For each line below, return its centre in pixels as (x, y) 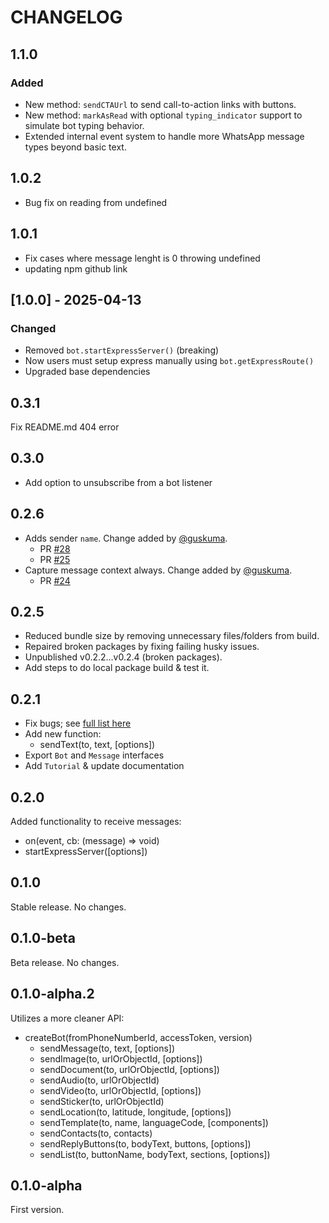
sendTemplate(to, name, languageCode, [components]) (154, 1122)
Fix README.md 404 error (65, 427)
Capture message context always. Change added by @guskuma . (158, 570)
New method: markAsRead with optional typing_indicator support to (163, 115)
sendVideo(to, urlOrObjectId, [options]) (120, 1090)
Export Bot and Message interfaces (94, 755)
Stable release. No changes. (68, 907)
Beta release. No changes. (65, 962)
